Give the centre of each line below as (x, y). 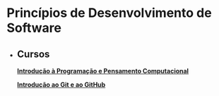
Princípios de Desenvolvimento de (109, 13)
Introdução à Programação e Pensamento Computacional (102, 71)
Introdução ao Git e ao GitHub (61, 85)
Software (34, 28)
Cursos (33, 54)
